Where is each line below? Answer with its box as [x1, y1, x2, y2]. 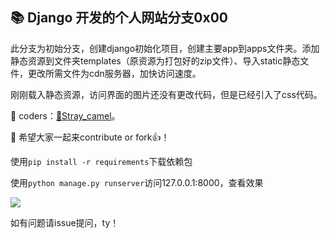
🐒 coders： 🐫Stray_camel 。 [10, 109, 121, 122]
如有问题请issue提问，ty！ [10, 216, 120, 228]
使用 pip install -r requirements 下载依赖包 [10, 155, 193, 167]
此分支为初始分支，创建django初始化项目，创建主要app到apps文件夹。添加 [10, 42, 320, 54]
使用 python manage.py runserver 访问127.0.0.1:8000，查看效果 [10, 176, 264, 188]
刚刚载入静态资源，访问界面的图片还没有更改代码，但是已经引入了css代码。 [10, 88, 323, 100]
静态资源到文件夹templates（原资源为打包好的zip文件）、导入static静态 [10, 54, 301, 67]
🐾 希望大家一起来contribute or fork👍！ [10, 131, 170, 143]
